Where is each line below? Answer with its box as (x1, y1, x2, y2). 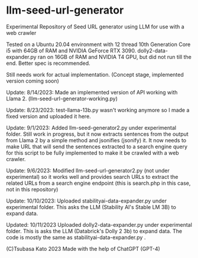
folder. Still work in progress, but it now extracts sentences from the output (6, 130, 189, 138)
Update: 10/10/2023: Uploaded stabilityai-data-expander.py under (6, 197, 167, 204)
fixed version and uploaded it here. (6, 113, 92, 120)
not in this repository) (6, 185, 59, 192)
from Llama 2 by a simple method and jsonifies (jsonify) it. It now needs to (6, 136, 187, 143)
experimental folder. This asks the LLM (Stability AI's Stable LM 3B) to (6, 203, 176, 210)
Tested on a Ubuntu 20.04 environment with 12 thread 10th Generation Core (6, 41, 191, 48)
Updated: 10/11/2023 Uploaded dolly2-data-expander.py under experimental (6, 221, 192, 228)
